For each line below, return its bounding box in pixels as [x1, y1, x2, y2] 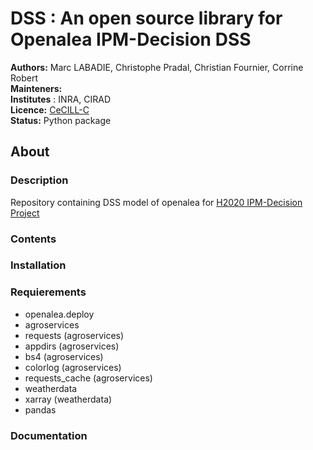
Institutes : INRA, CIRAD [10, 93, 112, 105]
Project [10, 207, 40, 219]
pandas [24, 403, 57, 416]
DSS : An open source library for [10, 7, 283, 30]
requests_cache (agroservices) [24, 372, 153, 384]
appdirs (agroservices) [24, 340, 120, 352]
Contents [10, 232, 57, 246]
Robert [10, 72, 39, 84]
